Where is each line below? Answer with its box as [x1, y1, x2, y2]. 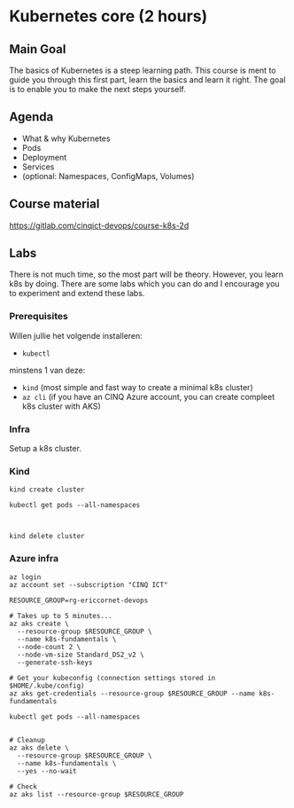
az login [9, 572, 42, 582]
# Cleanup [9, 735, 46, 744]
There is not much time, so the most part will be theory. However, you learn [9, 269, 284, 280]
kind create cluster [9, 485, 86, 494]
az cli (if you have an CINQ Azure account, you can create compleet [21, 391, 275, 402]
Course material [9, 197, 100, 212]
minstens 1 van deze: [9, 365, 86, 375]
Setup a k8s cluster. [9, 443, 82, 454]
